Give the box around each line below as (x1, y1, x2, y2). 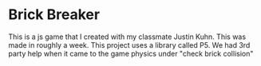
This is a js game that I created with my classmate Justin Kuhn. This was (8, 32, 246, 41)
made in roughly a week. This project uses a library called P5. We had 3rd (8, 40, 251, 49)
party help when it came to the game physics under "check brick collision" (8, 49, 254, 58)
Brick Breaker (8, 6, 101, 24)
